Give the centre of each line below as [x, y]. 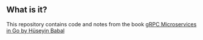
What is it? [27, 10]
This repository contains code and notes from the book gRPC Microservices [101, 24]
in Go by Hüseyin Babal [36, 30]
